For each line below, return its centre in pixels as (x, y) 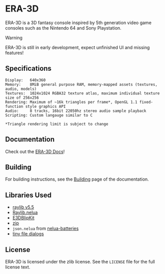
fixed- (146, 102)
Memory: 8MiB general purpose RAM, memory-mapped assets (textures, (81, 84)
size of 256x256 (22, 98)
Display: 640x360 (25, 80)
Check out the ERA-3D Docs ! (35, 152)
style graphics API (45, 106)
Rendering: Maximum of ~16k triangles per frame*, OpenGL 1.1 (71, 102)
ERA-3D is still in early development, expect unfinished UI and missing (77, 47)
